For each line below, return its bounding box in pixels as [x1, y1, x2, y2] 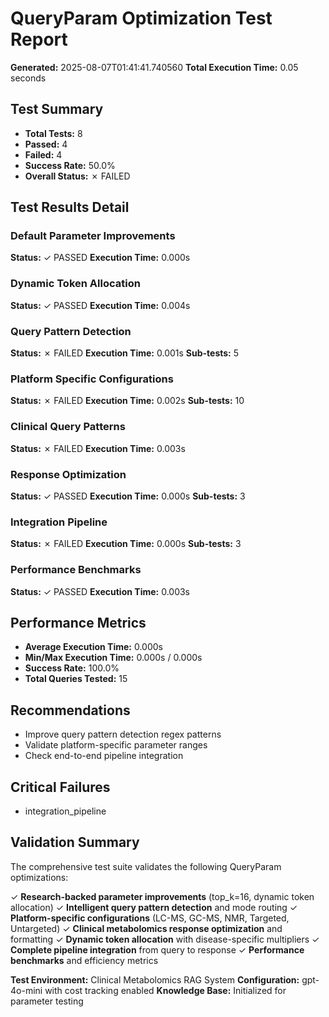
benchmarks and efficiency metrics [10, 954, 159, 966]
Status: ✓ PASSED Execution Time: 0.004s [10, 299, 191, 311]
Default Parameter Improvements [10, 229, 176, 243]
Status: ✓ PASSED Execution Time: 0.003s [10, 585, 191, 597]
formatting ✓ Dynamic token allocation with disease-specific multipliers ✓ [10, 933, 320, 945]
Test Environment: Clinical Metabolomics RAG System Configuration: [10, 973, 300, 986]
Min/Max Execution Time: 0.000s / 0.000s [24, 652, 203, 664]
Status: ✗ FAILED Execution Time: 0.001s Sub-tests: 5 [10, 347, 240, 359]
